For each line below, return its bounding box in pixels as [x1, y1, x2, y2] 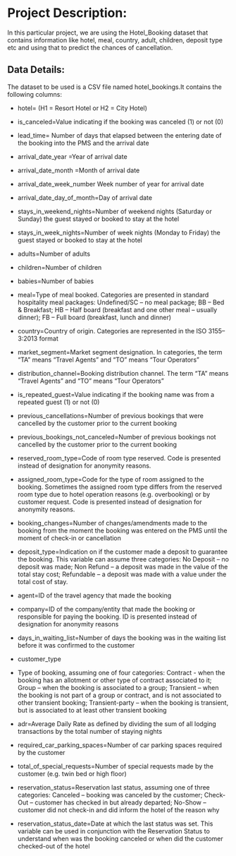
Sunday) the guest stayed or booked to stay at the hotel [17, 214, 180, 223]
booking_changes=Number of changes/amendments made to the [17, 518, 208, 527]
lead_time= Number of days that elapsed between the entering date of [17, 131, 222, 139]
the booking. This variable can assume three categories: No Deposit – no [17, 554, 229, 563]
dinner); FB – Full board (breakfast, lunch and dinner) [17, 313, 171, 321]
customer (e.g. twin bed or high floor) [17, 769, 127, 778]
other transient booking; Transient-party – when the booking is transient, [17, 698, 229, 707]
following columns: [7, 90, 62, 98]
